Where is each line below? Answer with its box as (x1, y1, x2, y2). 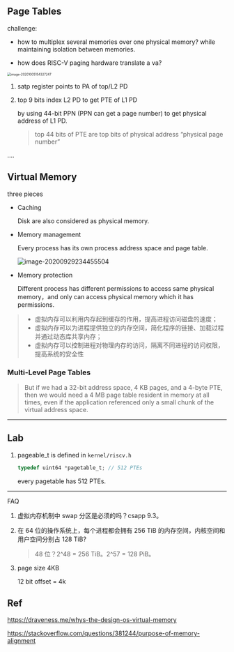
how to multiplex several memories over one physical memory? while (17, 38, 216, 46)
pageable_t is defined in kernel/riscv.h (17, 450, 132, 459)
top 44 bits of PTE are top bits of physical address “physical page (34, 130, 224, 138)
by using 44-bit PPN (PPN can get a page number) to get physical (17, 109, 207, 117)
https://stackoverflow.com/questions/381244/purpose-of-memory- (7, 629, 201, 637)
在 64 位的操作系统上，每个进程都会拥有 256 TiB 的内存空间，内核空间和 (17, 526, 226, 534)
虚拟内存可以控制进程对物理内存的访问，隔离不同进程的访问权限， (34, 341, 224, 349)
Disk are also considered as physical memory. (17, 216, 150, 225)
